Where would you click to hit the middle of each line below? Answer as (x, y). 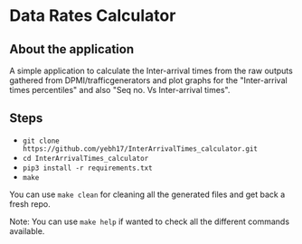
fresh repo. (30, 203)
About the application (71, 49)
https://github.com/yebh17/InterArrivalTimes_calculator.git (140, 149)
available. (27, 230)
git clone (41, 141)
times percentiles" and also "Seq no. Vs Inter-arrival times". (120, 90)
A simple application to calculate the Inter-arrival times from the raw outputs (151, 70)
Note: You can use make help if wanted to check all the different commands (150, 221)
